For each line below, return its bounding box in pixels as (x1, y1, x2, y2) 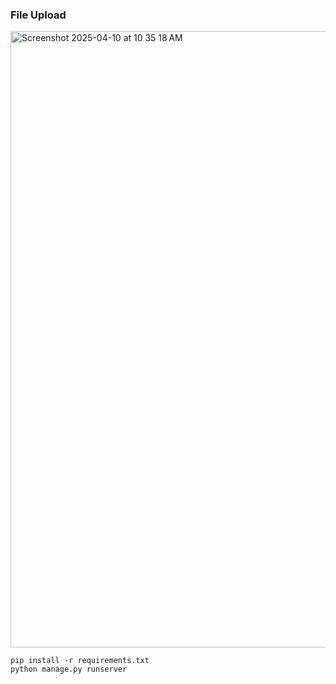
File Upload (10, 8, 67, 22)
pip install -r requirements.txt (10, 656, 150, 666)
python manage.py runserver (10, 664, 128, 675)
